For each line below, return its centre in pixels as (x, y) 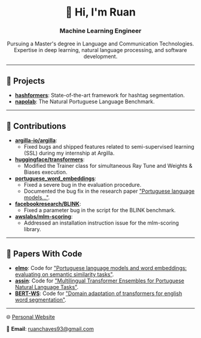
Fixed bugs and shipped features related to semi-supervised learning (109, 147)
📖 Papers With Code (44, 253)
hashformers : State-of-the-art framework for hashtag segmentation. (100, 96)
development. (100, 57)
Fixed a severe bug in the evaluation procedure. (83, 185)
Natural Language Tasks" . (47, 287)
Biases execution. (45, 172)
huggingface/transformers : (50, 159)
